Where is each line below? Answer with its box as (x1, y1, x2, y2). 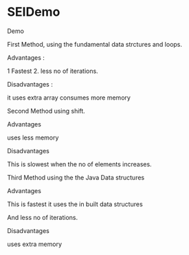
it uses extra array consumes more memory (7, 93, 131, 102)
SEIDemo (7, 4, 60, 20)
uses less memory (7, 133, 59, 142)
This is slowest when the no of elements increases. (7, 159, 153, 168)
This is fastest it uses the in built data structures (7, 200, 143, 208)
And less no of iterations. (7, 213, 78, 221)
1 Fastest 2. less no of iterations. (7, 67, 98, 75)
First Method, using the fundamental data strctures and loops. (7, 40, 183, 48)
